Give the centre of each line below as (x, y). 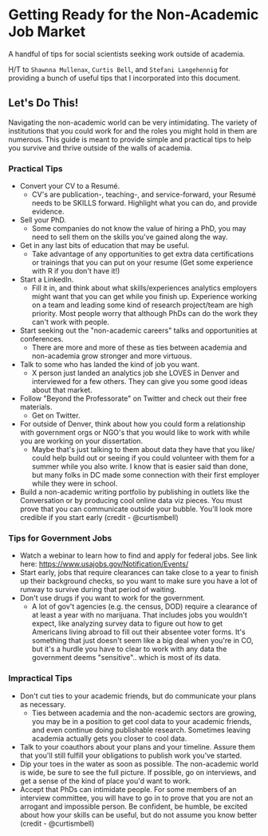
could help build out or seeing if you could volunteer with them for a (143, 458)
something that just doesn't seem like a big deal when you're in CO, (142, 641)
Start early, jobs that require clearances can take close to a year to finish (139, 573)
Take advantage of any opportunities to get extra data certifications (142, 254)
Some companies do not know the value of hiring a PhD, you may (139, 229)
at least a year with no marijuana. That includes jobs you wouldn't (139, 615)
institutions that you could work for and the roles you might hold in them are (133, 130)
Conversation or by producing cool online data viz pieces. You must (131, 501)
